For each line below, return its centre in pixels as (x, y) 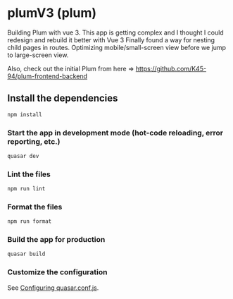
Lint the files (29, 174)
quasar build (26, 254)
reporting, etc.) (34, 141)
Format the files (35, 207)
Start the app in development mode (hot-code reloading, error (115, 133)
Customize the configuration (57, 272)
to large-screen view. (38, 55)
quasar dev (23, 156)
